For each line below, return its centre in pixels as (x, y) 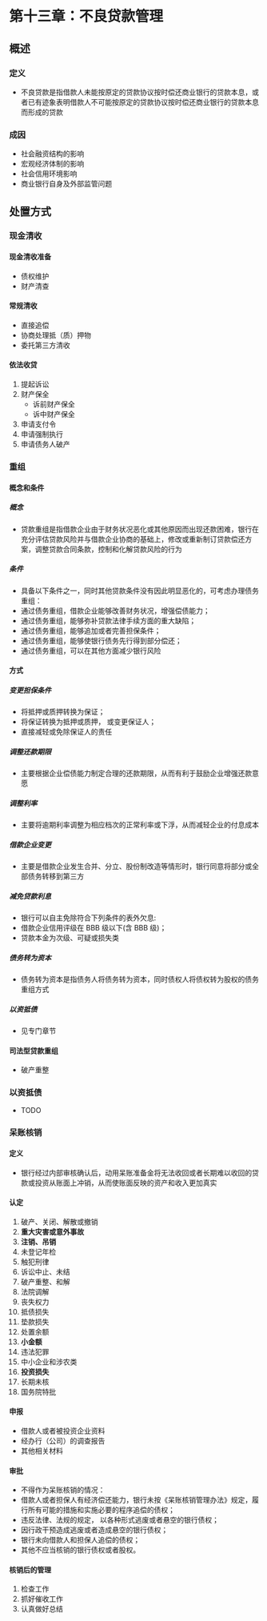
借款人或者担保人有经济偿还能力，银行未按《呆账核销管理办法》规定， (136, 1500)
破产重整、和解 (45, 1282)
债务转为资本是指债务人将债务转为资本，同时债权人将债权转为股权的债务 (139, 979)
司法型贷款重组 (34, 1051)
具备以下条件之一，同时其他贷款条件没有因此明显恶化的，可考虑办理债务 (139, 590)
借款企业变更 (30, 844)
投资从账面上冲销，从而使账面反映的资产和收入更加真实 (126, 1183)
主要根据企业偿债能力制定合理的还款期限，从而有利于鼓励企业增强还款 (136, 774)
